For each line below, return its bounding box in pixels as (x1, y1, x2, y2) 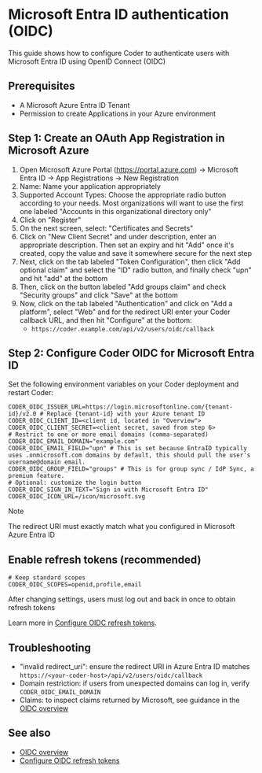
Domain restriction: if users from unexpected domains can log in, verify (19, 679, 250, 688)
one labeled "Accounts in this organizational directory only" (19, 206, 212, 216)
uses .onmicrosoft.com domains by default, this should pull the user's (8, 451, 251, 460)
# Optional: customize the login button (8, 479, 143, 487)
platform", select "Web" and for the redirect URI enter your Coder (19, 307, 231, 316)
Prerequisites (8, 80, 75, 93)
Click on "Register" (19, 215, 82, 224)
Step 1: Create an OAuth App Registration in (8, 131, 225, 145)
